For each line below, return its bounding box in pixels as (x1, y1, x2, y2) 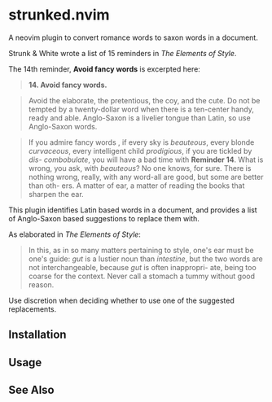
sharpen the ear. (28, 189, 84, 199)
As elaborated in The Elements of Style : (8, 229, 141, 239)
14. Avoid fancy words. (28, 80, 107, 90)
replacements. (8, 304, 57, 314)
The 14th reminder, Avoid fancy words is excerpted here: (8, 63, 201, 74)
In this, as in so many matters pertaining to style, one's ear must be (28, 245, 254, 255)
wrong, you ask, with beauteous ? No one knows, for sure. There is (28, 163, 252, 173)
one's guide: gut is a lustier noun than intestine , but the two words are (28, 254, 263, 264)
